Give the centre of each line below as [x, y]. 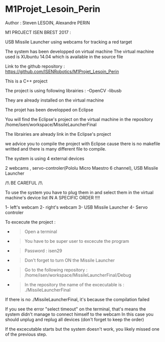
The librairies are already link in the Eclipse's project [58, 134]
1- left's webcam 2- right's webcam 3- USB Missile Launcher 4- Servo [76, 207]
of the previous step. [26, 334]
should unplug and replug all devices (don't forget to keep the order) [75, 319]
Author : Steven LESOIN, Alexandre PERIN [48, 23]
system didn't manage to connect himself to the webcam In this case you [79, 314]
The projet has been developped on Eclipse [49, 110]
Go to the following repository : [56, 269]
